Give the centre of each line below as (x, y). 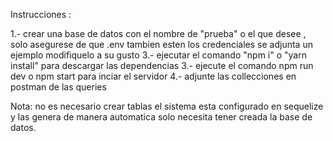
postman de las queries (58, 87)
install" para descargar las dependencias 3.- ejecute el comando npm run (162, 65)
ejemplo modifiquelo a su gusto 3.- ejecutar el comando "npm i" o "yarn (158, 55)
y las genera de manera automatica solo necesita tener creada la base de (161, 117)
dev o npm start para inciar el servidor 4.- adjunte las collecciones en (153, 76)
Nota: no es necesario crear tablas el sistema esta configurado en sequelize (167, 106)
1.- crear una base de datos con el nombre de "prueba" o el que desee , (158, 33)
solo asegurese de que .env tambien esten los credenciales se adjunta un (161, 44)
